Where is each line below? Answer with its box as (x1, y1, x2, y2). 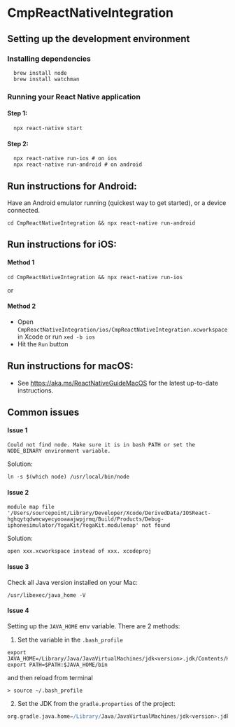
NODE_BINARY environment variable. (7, 448, 111, 455)
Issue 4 (7, 607, 29, 615)
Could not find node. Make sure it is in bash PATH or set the (7, 442, 196, 449)
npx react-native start (13, 125, 83, 132)
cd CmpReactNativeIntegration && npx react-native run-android (7, 220, 196, 227)
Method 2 (7, 302, 36, 311)
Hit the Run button (17, 339, 69, 348)
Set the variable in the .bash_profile (17, 635, 124, 644)
